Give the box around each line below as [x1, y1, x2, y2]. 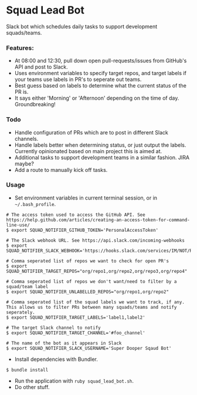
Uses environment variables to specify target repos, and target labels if [14, 70, 186, 77]
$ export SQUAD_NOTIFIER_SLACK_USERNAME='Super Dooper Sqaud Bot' [6, 345, 172, 351]
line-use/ [6, 222, 30, 228]
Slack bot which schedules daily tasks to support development [6, 23, 158, 30]
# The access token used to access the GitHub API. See [6, 212, 145, 218]
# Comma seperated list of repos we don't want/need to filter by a [6, 278, 177, 285]
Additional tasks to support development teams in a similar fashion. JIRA [14, 154, 189, 161]
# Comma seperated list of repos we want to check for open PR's [6, 258, 169, 264]
